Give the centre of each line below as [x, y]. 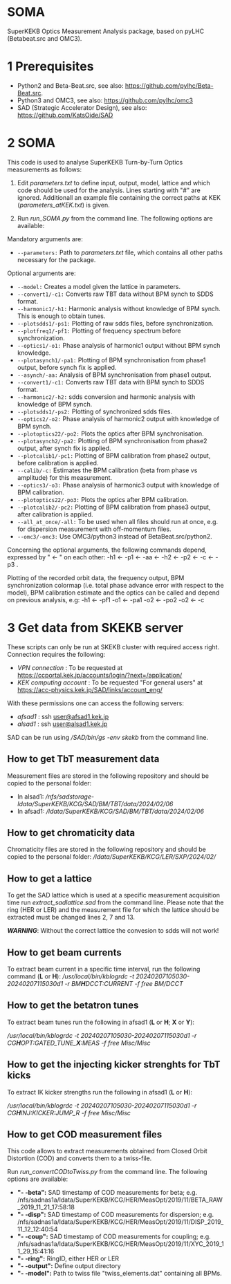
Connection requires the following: [56, 654]
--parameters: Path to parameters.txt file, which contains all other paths [120, 252]
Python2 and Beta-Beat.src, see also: [70, 85]
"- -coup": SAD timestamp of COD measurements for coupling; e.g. [114, 1237]
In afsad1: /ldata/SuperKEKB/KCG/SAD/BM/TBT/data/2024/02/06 [110, 811]
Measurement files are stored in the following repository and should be [108, 776]
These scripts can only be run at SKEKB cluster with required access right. [113, 646]
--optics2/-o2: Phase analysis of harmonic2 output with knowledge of [118, 418]
